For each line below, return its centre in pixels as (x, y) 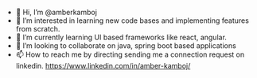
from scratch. (38, 29)
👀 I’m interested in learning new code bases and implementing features (132, 20)
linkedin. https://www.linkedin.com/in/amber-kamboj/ (103, 66)
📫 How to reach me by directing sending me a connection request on (130, 54)
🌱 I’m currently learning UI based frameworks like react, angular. (121, 37)
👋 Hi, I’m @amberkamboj (56, 12)
